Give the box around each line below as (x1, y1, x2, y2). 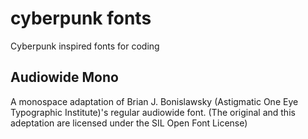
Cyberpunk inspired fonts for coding (10, 40, 160, 52)
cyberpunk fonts (10, 7, 152, 30)
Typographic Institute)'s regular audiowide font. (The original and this (10, 106, 296, 118)
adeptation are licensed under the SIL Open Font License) (10, 117, 248, 129)
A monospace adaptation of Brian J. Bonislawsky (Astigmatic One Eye (10, 95, 299, 107)
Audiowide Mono (10, 69, 119, 86)
